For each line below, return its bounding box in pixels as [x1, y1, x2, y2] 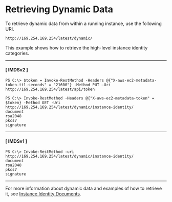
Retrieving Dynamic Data [5, 4, 114, 15]
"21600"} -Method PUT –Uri [53, 83, 111, 88]
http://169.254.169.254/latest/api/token [5, 87, 95, 92]
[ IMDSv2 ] [5, 66, 28, 72]
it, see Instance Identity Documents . [5, 191, 81, 197]
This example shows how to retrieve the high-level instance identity [5, 44, 148, 50]
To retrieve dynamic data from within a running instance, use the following [5, 20, 162, 27]
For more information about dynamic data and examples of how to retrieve [5, 185, 162, 192]
